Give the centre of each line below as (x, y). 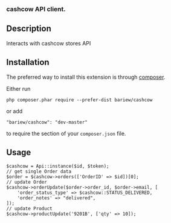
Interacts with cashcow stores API (49, 43)
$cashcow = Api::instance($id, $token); (58, 166)
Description (29, 29)
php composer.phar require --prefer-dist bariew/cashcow (79, 100)
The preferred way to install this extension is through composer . (86, 77)
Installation (28, 62)
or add (15, 111)
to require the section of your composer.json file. (66, 133)
